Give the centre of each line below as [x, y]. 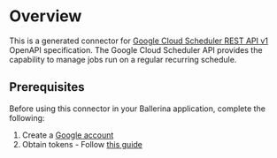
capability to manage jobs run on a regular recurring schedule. [123, 59]
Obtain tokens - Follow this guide [82, 144]
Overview [46, 16]
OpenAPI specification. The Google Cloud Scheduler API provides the [136, 49]
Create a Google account [68, 135]
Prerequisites [47, 87]
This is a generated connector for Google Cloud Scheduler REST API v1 [138, 41]
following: [27, 117]
